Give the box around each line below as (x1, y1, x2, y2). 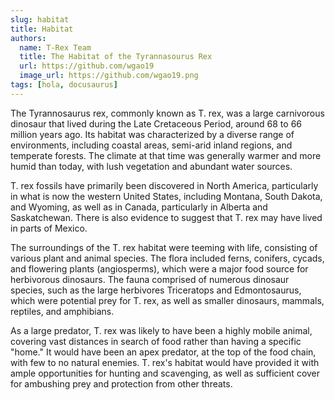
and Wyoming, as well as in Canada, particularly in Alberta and (10, 201, 268, 213)
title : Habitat (10, 24, 74, 34)
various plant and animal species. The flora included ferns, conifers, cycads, (10, 252, 325, 264)
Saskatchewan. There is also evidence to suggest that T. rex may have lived (10, 211, 323, 223)
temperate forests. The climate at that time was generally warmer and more (10, 149, 322, 161)
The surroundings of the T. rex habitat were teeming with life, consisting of (10, 241, 318, 253)
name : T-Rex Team (19, 42, 92, 53)
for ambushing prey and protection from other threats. (10, 377, 233, 390)
